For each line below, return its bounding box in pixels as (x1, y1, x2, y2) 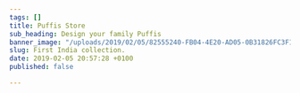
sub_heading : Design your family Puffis (9, 29, 162, 38)
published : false (9, 63, 74, 72)
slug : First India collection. (9, 46, 126, 55)
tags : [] (9, 12, 42, 22)
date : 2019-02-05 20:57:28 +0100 (9, 54, 134, 63)
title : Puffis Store (9, 21, 87, 30)
